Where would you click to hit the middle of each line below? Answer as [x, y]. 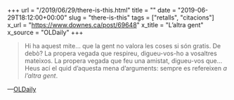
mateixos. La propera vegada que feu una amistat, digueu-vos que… [123, 61]
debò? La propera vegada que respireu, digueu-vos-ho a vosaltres [121, 53]
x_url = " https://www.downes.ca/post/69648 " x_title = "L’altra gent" [105, 25]
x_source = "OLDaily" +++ [45, 32]
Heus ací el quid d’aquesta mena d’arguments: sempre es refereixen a [125, 68]
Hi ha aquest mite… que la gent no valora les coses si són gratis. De [123, 46]
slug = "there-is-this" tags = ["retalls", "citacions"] [141, 17]
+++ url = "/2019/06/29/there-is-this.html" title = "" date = [92, 10]
